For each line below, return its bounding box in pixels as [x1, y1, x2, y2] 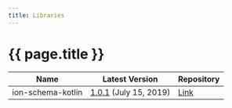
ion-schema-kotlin [12, 87, 83, 98]
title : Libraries [8, 11, 65, 20]
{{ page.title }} [8, 45, 105, 63]
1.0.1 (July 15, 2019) [89, 87, 171, 98]
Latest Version [102, 74, 158, 85]
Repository [177, 74, 220, 85]
